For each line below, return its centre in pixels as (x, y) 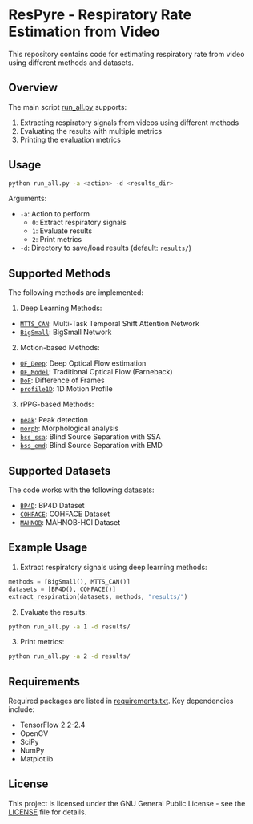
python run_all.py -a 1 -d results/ (69, 627)
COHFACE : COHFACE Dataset (65, 514)
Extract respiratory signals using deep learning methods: (113, 567)
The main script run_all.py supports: (67, 107)
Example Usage (48, 548)
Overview (33, 88)
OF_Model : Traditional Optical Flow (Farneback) (96, 372)
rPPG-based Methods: (57, 404)
